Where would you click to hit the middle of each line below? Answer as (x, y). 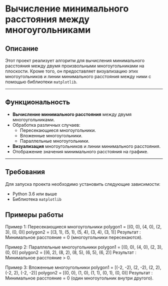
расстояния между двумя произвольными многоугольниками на (75, 66)
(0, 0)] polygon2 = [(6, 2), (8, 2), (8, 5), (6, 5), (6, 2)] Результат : (71, 252)
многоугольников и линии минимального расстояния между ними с (78, 76)
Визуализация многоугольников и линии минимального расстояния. (86, 146)
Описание (22, 48)
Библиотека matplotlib (37, 199)
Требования (25, 172)
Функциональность (38, 102)
